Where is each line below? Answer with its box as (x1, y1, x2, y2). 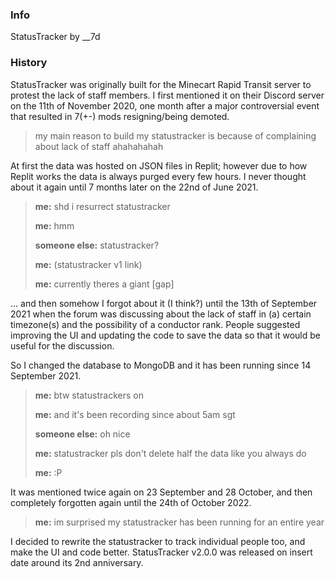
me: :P (34, 466, 63, 478)
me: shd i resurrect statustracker (34, 200, 171, 212)
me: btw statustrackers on (34, 389, 144, 401)
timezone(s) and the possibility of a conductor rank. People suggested (10, 318, 301, 330)
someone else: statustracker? (34, 239, 160, 251)
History (10, 56, 48, 70)
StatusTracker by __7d (10, 31, 101, 43)
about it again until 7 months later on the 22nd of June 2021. (10, 181, 259, 193)
